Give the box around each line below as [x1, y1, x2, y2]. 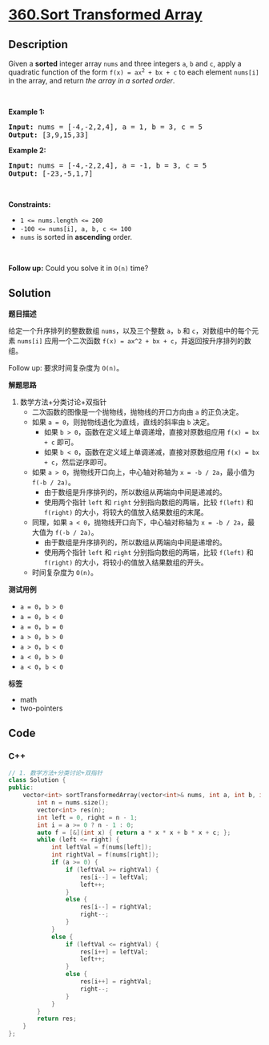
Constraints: [8, 200, 51, 209]
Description [8, 38, 68, 51]
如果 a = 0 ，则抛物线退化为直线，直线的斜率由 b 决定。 [31, 417, 215, 427]
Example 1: [8, 107, 46, 116]
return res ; [37, 1015, 78, 1023]
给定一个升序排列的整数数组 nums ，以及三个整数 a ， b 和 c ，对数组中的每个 [8, 326, 252, 335]
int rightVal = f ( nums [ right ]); [50, 851, 159, 859]
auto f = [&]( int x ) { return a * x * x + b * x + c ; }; [37, 828, 231, 836]
